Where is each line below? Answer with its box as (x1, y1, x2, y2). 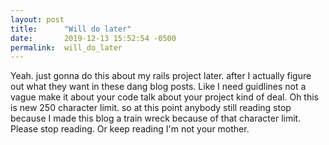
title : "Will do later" (10, 24, 132, 34)
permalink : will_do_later (10, 42, 123, 53)
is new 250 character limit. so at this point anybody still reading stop (10, 102, 292, 114)
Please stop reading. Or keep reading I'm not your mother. (10, 123, 250, 135)
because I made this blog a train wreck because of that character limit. (10, 112, 302, 125)
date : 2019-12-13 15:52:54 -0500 (10, 33, 177, 43)
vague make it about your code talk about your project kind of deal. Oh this (10, 91, 320, 103)
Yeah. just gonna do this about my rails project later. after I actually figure (10, 70, 312, 82)
